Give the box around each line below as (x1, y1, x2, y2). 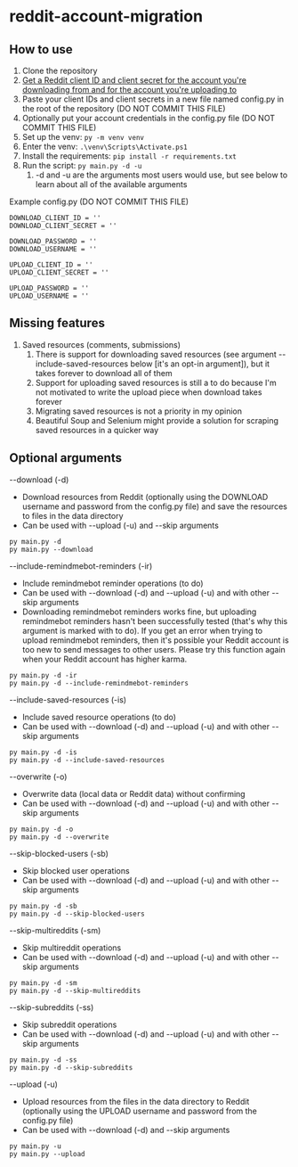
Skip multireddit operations (21, 942, 122, 953)
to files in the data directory (21, 510, 124, 521)
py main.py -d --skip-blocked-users (9, 909, 145, 918)
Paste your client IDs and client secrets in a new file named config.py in (21, 94, 285, 104)
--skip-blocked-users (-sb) (9, 848, 109, 859)
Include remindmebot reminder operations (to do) (21, 578, 204, 588)
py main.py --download (9, 545, 93, 554)
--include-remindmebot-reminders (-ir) (9, 560, 153, 571)
